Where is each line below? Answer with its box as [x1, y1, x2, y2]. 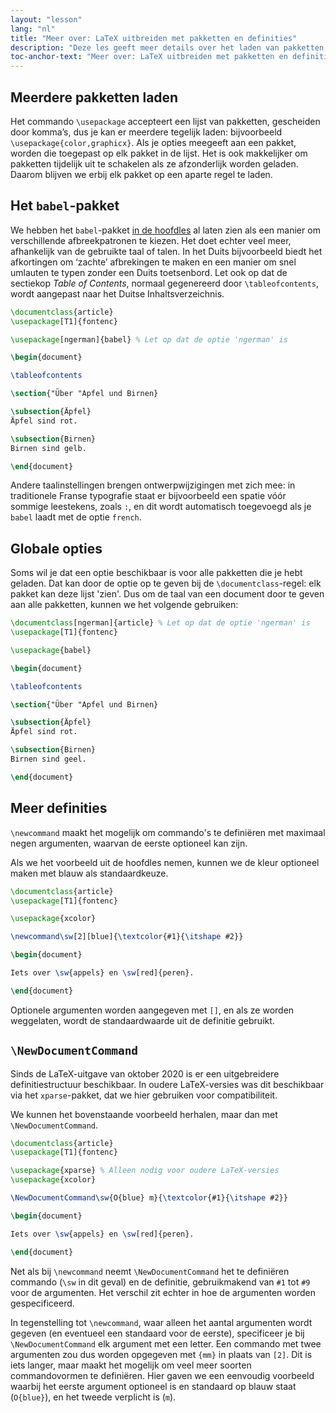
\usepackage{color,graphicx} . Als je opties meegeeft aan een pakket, [10, 136, 297, 148]
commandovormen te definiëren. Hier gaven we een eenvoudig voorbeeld [10, 1369, 315, 1381]
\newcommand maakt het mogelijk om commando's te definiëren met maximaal [10, 826, 326, 838]
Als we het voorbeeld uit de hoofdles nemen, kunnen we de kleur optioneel [10, 856, 320, 868]
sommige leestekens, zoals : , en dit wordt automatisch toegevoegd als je [10, 501, 312, 513]
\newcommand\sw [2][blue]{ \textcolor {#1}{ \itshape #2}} [10, 932, 244, 942]
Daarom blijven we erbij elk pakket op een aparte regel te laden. [10, 168, 273, 180]
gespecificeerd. [10, 1297, 75, 1309]
